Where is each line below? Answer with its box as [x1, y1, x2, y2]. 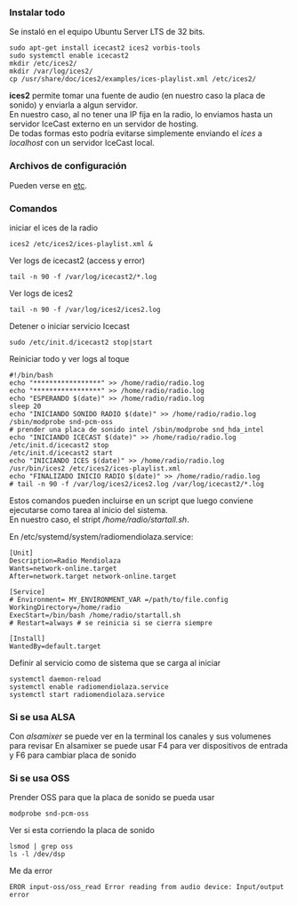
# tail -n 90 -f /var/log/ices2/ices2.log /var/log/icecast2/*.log [9, 479, 265, 488]
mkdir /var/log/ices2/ [9, 67, 93, 76]
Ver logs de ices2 [9, 287, 74, 299]
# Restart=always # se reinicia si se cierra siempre [9, 618, 213, 628]
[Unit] [9, 549, 34, 557]
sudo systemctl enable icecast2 [9, 52, 129, 60]
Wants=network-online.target [9, 564, 117, 573]
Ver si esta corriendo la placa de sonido [9, 825, 156, 836]
